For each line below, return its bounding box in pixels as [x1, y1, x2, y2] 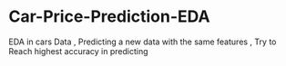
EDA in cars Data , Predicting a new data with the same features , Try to [8, 36, 277, 47]
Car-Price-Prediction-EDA [8, 6, 210, 27]
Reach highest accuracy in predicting [8, 45, 148, 56]
